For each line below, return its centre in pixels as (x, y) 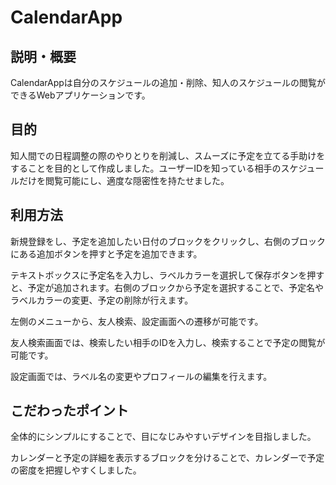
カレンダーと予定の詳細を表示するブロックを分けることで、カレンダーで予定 (167, 458)
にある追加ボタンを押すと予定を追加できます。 (106, 253)
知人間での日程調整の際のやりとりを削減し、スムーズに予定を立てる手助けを (168, 155)
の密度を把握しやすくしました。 (76, 470)
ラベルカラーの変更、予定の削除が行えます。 (102, 300)
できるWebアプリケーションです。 (80, 95)
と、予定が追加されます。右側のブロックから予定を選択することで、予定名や (167, 287)
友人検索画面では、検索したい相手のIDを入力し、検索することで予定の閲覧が (168, 342)
